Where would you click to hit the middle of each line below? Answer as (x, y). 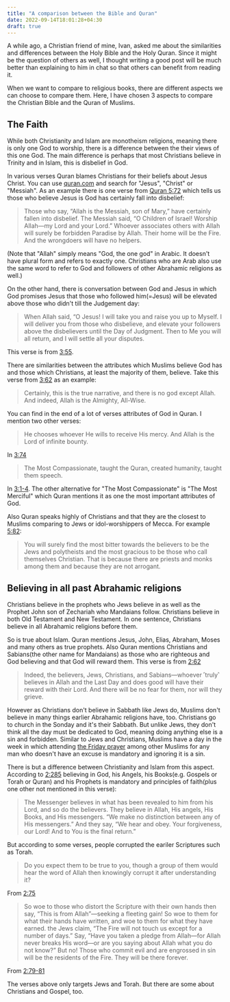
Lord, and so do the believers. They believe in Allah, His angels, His (118, 809)
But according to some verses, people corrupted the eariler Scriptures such (114, 844)
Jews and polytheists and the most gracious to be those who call (115, 552)
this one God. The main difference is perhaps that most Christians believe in (114, 156)
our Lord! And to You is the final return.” (80, 831)
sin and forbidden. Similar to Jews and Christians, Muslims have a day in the (115, 739)
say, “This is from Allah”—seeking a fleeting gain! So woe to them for (121, 914)
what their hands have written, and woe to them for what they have (118, 921)
